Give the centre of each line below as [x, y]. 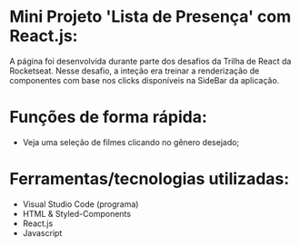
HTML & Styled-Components [77, 213]
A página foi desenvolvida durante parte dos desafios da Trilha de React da [150, 61]
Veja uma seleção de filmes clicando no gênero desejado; [131, 142]
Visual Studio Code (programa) [80, 204]
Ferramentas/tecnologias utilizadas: [150, 179]
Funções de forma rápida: [108, 118]
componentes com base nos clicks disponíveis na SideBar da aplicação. [145, 80]
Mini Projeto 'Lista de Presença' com [150, 17]
